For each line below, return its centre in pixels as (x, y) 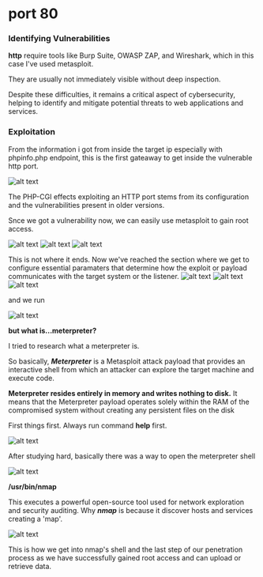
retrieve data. (30, 566)
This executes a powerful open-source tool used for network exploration (126, 502)
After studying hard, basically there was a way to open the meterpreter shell (132, 456)
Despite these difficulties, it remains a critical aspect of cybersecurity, (122, 95)
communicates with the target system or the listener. (94, 276)
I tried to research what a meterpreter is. (74, 345)
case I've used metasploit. (51, 64)
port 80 (33, 14)
